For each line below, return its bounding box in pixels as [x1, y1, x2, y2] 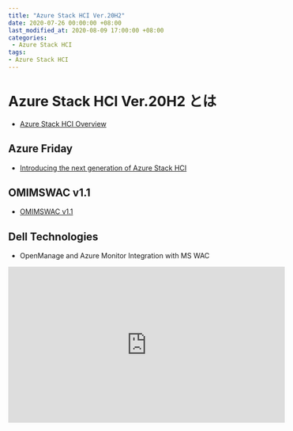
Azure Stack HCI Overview [19, 119, 107, 128]
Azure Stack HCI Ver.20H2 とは [8, 93, 217, 111]
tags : [8, 48, 26, 56]
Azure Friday [8, 142, 73, 155]
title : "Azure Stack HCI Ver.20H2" [8, 11, 126, 20]
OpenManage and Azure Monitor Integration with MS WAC [19, 251, 210, 261]
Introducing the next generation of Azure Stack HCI [19, 163, 187, 173]
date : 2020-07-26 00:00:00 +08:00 [8, 19, 122, 27]
